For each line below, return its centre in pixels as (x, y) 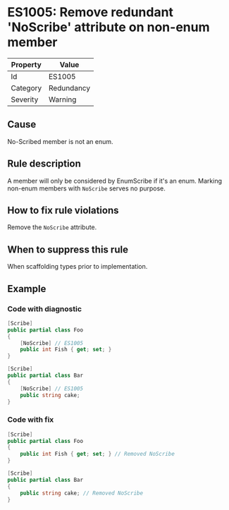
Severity (25, 99)
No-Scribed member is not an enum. (61, 141)
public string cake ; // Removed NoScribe (81, 493)
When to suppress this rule (68, 249)
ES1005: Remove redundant (91, 12)
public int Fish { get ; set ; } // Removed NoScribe (97, 454)
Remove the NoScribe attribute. (52, 227)
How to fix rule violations (63, 210)
